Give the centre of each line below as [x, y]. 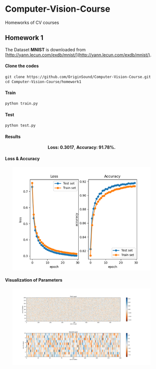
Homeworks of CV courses [32, 22]
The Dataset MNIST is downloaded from [45, 49]
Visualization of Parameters [34, 280]
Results [13, 136]
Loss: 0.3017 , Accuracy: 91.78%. [82, 147]
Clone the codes [22, 66]
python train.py [21, 103]
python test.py [20, 125]
